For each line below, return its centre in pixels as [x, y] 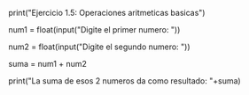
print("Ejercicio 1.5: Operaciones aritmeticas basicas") [107, 13]
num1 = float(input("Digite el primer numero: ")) [94, 29]
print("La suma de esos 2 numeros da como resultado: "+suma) [124, 81]
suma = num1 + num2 [48, 64]
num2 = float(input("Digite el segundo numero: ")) [100, 47]
